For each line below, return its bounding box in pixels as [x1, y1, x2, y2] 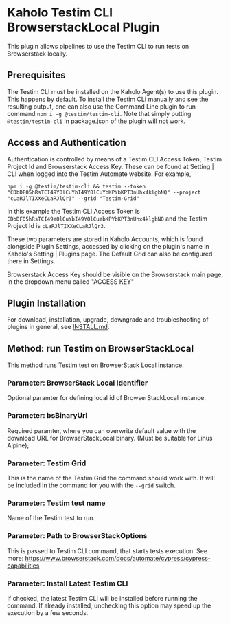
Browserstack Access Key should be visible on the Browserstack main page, [7, 270, 224, 278]
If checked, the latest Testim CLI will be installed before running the [7, 594, 198, 602]
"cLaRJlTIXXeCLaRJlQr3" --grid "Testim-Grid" [7, 194, 139, 202]
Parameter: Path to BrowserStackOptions [7, 531, 148, 541]
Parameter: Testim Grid [7, 458, 87, 468]
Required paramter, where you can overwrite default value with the [7, 426, 196, 434]
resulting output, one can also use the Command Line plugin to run [7, 102, 196, 111]
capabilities [7, 561, 40, 570]
